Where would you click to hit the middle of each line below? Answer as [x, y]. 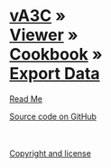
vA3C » [37, 16]
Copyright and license [51, 153]
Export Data [55, 74]
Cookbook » [56, 54]
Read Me [26, 99]
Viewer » [44, 35]
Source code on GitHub [53, 116]
